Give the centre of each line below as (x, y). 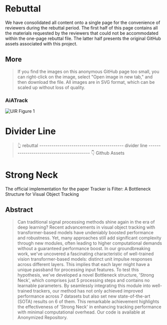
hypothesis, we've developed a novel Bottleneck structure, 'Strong (86, 275)
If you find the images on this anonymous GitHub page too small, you (88, 71)
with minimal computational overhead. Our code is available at (81, 312)
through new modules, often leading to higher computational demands (89, 243)
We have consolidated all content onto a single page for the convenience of (83, 22)
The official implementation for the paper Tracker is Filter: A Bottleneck (78, 189)
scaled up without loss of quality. (51, 87)
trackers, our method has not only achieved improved (88, 291)
